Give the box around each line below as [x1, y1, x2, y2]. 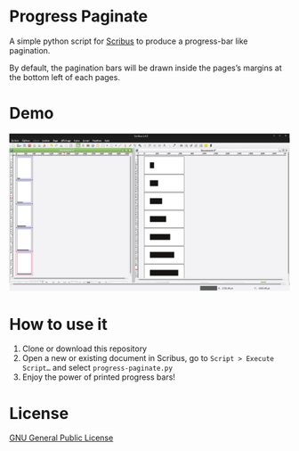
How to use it [9, 314, 109, 334]
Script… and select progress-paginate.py [21, 363, 174, 373]
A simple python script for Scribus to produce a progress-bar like [9, 36, 248, 46]
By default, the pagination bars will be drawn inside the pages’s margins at [9, 62, 282, 73]
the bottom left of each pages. [9, 71, 120, 82]
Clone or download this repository [21, 343, 148, 354]
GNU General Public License [9, 432, 114, 443]
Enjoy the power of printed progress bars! [21, 372, 176, 382]
